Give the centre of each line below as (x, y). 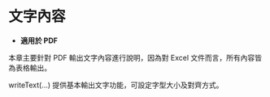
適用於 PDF (39, 40)
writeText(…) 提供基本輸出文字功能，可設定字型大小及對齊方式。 (116, 85)
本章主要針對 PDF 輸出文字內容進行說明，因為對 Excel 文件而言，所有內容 (132, 57)
